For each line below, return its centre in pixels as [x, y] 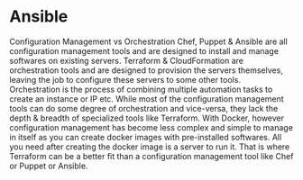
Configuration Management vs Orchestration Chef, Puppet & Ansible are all [149, 41]
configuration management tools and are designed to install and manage [144, 50]
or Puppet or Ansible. [49, 166]
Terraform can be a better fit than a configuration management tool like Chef [151, 156]
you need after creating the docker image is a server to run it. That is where [150, 147]
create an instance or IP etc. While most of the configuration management [147, 99]
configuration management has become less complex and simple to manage [151, 127]
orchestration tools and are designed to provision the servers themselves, [147, 70]
